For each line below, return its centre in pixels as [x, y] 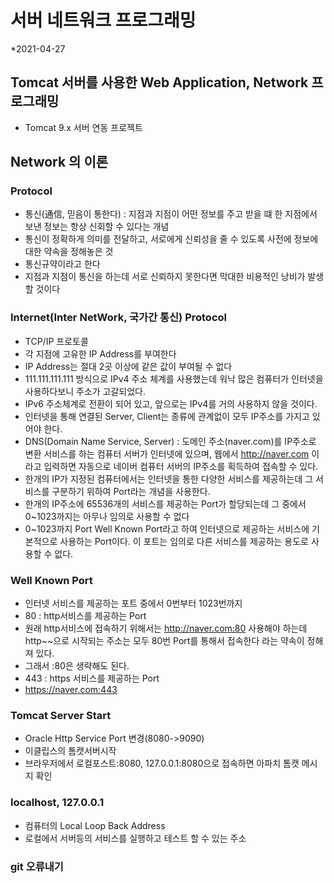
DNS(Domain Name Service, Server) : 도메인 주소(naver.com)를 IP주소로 [170, 441]
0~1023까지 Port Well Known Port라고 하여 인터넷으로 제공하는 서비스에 [167, 528]
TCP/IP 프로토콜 [56, 341]
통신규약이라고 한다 [62, 264]
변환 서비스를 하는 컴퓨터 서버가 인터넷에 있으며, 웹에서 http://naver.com [167, 453]
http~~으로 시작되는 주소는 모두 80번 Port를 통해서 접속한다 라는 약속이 [164, 641]
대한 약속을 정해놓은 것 [69, 252]
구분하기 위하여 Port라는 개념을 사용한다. [131, 491]
